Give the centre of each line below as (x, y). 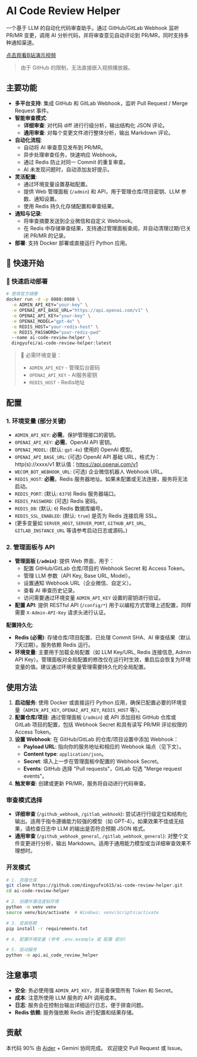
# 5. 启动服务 (21, 950)
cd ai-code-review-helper (38, 891)
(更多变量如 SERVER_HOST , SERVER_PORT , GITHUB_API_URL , (80, 523)
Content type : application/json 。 (65, 753)
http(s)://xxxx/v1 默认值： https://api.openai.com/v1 (76, 464)
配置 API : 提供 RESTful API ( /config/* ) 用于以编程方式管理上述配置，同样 (103, 605)
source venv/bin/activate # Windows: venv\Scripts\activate (83, 912)
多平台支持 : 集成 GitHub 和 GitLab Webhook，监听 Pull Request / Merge (101, 103)
